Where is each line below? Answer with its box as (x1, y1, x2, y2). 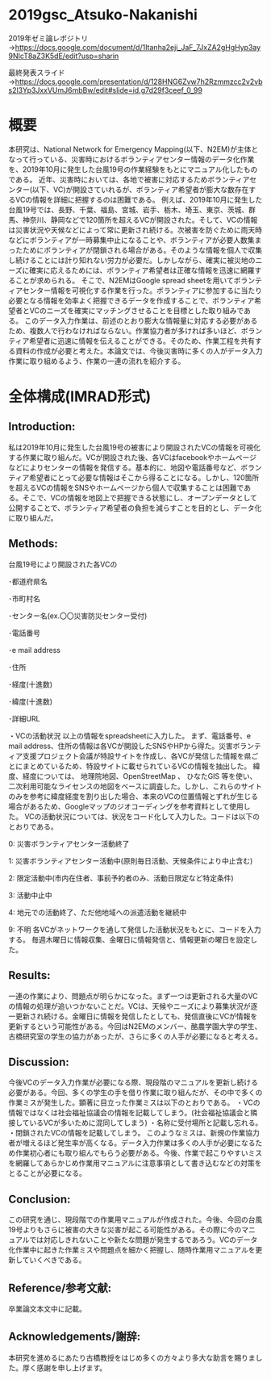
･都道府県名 (8, 576, 48, 586)
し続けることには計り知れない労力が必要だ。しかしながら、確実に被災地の (8, 255, 256, 265)
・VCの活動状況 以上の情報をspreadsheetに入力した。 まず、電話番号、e (8, 730, 252, 740)
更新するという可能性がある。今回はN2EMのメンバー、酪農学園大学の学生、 (8, 1021, 262, 1031)
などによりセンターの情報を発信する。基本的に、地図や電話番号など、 (8, 462, 241, 472)
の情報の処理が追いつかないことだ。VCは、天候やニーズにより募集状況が (8, 1001, 252, 1010)
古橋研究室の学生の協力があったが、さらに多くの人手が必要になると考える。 (8, 1031, 263, 1041)
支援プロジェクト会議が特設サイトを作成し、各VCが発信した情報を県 (22, 751, 252, 760)
